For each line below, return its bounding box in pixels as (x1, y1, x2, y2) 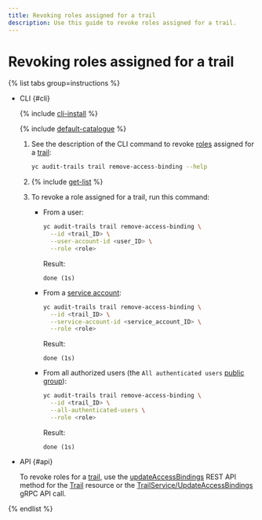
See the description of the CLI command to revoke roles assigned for (31, 139, 255, 149)
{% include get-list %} (31, 178, 104, 187)
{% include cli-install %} (19, 109, 98, 119)
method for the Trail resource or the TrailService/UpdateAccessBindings (19, 480, 253, 489)
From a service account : (42, 287, 122, 297)
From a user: (42, 207, 84, 217)
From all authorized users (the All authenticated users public (42, 368, 245, 378)
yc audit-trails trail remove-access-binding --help (31, 163, 208, 171)
